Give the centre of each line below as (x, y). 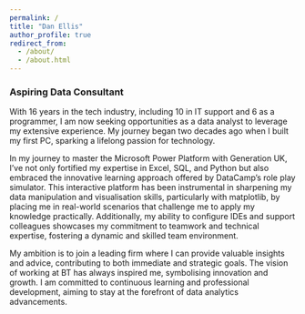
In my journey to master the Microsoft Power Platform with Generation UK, (149, 158)
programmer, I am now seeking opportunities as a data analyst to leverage (149, 122)
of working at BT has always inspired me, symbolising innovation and (139, 273)
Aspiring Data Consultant (67, 92)
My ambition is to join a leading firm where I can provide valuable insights (147, 253)
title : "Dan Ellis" (46, 26)
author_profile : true (51, 35)
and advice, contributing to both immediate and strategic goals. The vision (149, 263)
